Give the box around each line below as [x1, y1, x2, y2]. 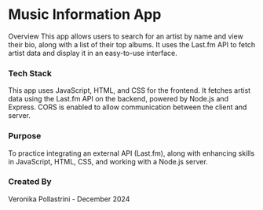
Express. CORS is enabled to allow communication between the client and [8, 102, 247, 112]
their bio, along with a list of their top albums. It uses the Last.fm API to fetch [8, 39, 256, 49]
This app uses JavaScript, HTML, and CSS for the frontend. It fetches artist [8, 86, 251, 95]
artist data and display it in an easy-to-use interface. [8, 48, 178, 57]
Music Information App [8, 6, 162, 24]
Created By [8, 176, 53, 187]
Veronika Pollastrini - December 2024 [8, 194, 130, 204]
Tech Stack [8, 68, 53, 79]
